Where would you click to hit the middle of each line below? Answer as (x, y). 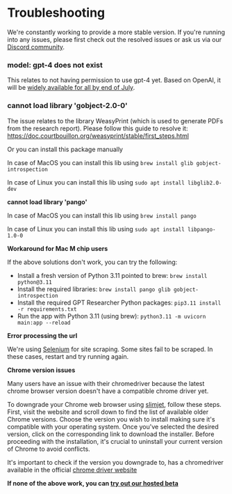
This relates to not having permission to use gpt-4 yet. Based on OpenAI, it (114, 80)
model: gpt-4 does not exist (55, 65)
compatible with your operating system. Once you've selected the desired (113, 426)
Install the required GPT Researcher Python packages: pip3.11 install (119, 302)
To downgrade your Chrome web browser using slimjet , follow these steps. (115, 404)
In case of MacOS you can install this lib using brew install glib (100, 162)
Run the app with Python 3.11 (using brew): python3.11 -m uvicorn (111, 316)
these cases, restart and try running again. (68, 356)
